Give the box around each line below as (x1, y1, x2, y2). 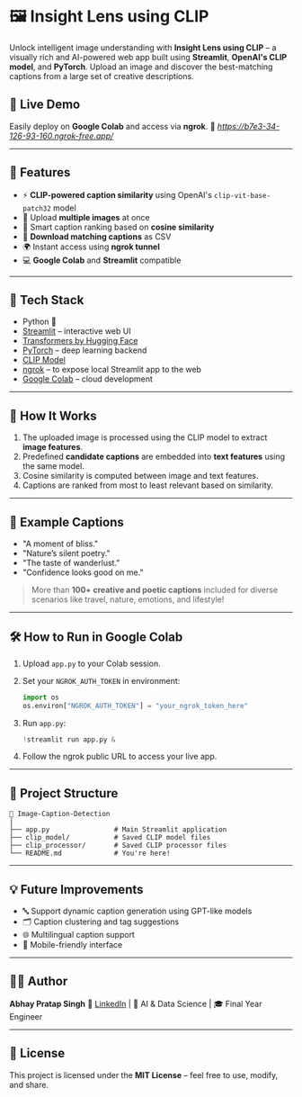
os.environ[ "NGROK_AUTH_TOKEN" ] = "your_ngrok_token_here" (22, 701, 249, 710)
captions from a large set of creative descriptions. (9, 70, 195, 81)
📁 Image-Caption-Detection (9, 810, 111, 819)
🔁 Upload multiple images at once (22, 211, 150, 222)
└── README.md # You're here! (9, 849, 171, 859)
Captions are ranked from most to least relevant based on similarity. (22, 480, 274, 490)
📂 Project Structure (9, 786, 119, 801)
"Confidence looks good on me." (22, 567, 144, 578)
